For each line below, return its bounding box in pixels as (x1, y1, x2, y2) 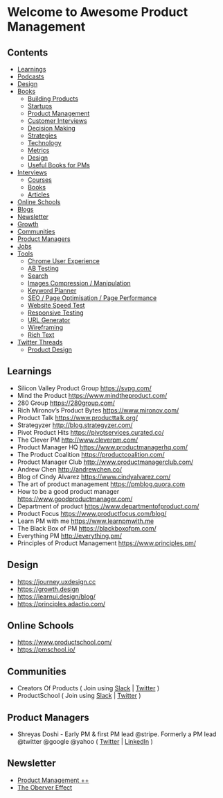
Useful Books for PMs (27, 161, 90, 169)
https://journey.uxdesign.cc (17, 577, 96, 585)
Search (27, 272, 48, 280)
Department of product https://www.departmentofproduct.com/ (17, 501, 199, 510)
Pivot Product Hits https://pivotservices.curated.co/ (17, 428, 164, 436)
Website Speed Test (27, 301, 85, 309)
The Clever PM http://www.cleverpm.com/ (17, 435, 139, 444)
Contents (7, 47, 48, 58)
